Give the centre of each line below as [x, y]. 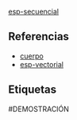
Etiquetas [33, 90]
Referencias [39, 36]
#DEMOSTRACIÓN [39, 109]
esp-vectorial [42, 64]
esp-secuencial [34, 12]
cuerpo [31, 56]
